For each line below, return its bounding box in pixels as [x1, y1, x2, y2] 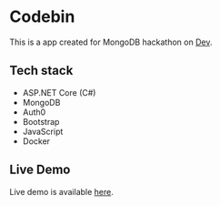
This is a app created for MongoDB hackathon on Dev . [9, 36, 213, 47]
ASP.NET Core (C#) [22, 87, 96, 98]
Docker [22, 135, 51, 147]
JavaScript [22, 126, 64, 137]
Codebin [9, 6, 75, 27]
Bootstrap [22, 116, 60, 127]
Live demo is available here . [9, 186, 114, 197]
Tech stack [9, 63, 74, 78]
